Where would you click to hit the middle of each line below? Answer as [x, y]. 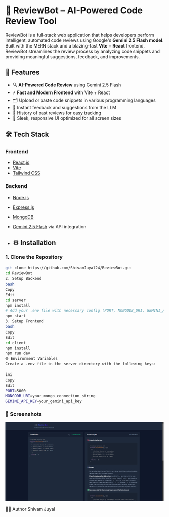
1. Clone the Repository [34, 257]
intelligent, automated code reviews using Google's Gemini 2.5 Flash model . [84, 40]
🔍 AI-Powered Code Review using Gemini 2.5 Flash [67, 85]
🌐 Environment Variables [32, 359]
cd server [16, 300]
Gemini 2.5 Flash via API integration [49, 226]
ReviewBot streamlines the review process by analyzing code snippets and [82, 51]
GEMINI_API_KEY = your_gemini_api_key [44, 401]
